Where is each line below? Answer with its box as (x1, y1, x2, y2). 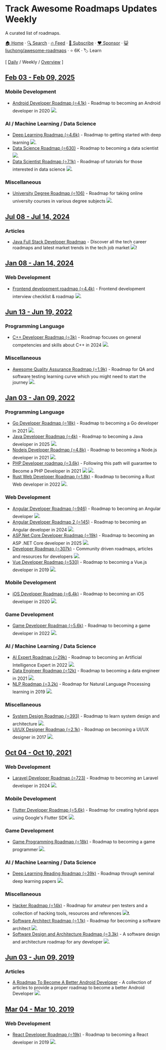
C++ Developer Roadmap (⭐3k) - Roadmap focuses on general (12, 334, 141, 340)
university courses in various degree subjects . (12, 198, 113, 204)
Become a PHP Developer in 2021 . (12, 468, 95, 474)
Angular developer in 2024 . (12, 526, 75, 532)
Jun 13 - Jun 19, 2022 (5, 308, 73, 316)
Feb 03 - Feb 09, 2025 (5, 73, 75, 82)
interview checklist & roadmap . (12, 293, 82, 299)
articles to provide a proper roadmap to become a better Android (12, 985, 145, 991)
